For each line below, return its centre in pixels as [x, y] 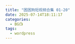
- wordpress [23, 33]
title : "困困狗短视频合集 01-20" [38, 10]
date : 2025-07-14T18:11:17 [34, 15]
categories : [18, 19]
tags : [11, 29]
